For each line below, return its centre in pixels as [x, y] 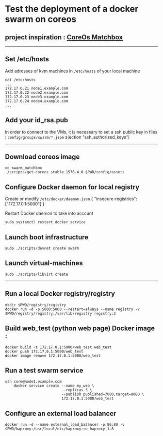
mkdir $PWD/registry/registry [36, 305]
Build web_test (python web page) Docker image [80, 328]
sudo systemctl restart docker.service [45, 222]
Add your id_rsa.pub [37, 120]
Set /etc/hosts [27, 59]
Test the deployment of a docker [72, 9]
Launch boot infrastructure [47, 237]
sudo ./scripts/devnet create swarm [42, 249]
